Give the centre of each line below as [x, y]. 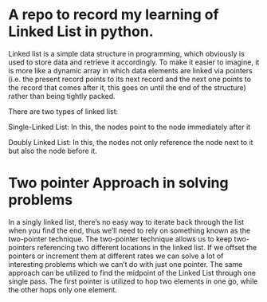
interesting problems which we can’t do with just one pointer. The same [126, 264]
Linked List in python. [81, 31]
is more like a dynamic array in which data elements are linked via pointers [130, 70]
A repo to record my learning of [114, 15]
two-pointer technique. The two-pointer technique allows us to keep [120, 239]
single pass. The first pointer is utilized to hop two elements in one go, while [133, 281]
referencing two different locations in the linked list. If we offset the [147, 247]
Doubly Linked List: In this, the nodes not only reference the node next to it [131, 142]
